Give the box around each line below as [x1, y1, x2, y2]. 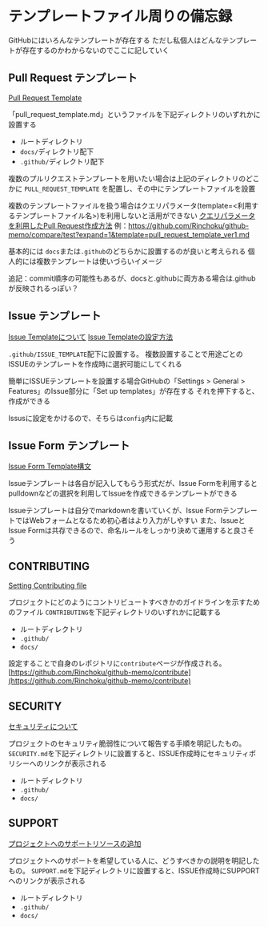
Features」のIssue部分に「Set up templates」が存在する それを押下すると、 [8, 386, 259, 395]
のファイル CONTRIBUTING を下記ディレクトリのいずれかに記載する [8, 607, 222, 617]
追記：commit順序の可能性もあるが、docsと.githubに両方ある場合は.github [8, 273, 256, 283]
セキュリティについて [8, 722, 78, 731]
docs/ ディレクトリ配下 [19, 146, 94, 156]
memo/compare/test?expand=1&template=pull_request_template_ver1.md [8, 229, 250, 239]
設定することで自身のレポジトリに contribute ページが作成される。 [8, 658, 226, 668]
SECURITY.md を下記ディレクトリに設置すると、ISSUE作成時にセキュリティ [8, 749, 250, 758]
